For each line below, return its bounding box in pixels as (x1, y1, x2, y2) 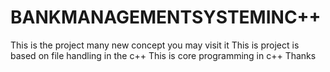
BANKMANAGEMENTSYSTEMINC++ (10, 6, 322, 29)
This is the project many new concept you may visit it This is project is (10, 39, 300, 51)
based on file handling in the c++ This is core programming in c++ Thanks (10, 49, 317, 61)
